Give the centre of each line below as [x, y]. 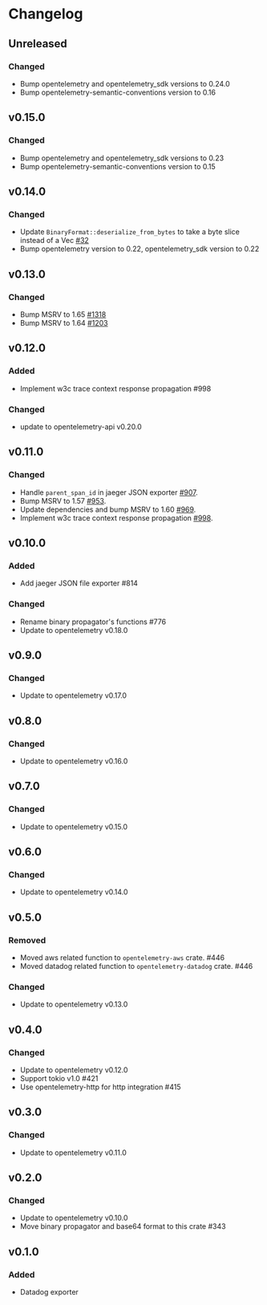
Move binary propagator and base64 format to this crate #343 [123, 1226]
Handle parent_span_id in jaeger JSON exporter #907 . [109, 492]
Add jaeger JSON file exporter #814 [79, 583]
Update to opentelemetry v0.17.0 [73, 695]
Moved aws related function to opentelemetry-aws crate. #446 [122, 958]
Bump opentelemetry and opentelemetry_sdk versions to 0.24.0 [125, 83]
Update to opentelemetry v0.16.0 [74, 761]
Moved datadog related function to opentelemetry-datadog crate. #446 [136, 967]
